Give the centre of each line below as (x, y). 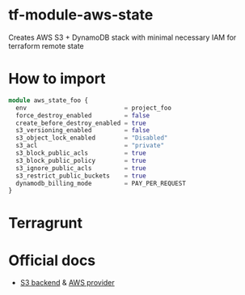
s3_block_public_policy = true (81, 160)
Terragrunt (46, 223)
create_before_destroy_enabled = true (81, 123)
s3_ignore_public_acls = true (81, 168)
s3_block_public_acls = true (81, 153)
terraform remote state (46, 45)
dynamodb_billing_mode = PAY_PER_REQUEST (101, 183)
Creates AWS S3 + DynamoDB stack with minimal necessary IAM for (122, 37)
